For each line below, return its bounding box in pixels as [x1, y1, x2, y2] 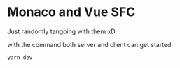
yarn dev [7, 53, 33, 61]
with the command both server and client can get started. [7, 40, 174, 49]
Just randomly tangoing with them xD [7, 27, 116, 35]
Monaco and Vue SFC [7, 4, 136, 20]
